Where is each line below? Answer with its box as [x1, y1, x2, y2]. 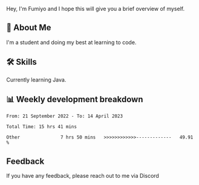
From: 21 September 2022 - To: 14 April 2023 [6, 113, 123, 120]
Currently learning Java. [6, 76, 67, 83]
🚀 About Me [6, 22, 51, 33]
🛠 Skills [6, 57, 38, 67]
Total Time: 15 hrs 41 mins [6, 124, 77, 130]
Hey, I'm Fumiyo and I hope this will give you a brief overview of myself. [6, 5, 185, 12]
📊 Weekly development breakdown [6, 94, 143, 105]
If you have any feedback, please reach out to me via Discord [6, 172, 159, 180]
